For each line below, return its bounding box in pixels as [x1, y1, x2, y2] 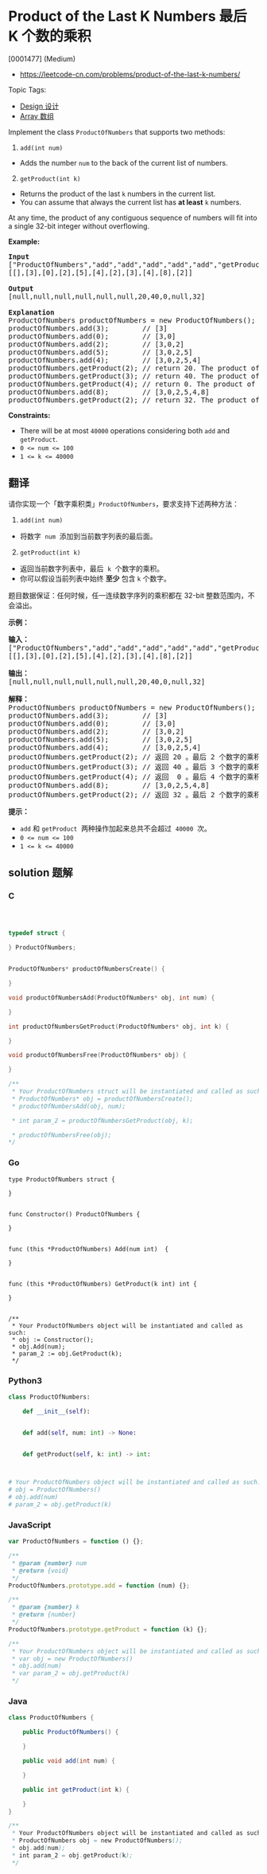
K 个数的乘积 [8, 27, 91, 45]
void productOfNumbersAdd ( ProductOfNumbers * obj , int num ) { [8, 993, 215, 1002]
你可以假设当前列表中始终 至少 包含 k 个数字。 [19, 573, 171, 583]
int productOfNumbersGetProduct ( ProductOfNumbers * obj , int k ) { [8, 1023, 229, 1031]
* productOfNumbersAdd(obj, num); [11, 1102, 126, 1110]
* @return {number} [11, 1610, 77, 1619]
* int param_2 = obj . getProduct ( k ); [11, 1851, 133, 1860]
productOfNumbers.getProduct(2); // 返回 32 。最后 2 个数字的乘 [8, 790, 254, 799]
